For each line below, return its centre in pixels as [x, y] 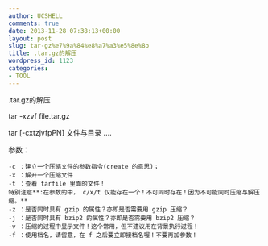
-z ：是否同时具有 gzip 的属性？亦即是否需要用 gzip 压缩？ [99, 209]
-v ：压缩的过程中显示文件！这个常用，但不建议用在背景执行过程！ [104, 227]
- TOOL [19, 76]
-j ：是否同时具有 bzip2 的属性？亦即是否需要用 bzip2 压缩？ [102, 218]
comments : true [34, 23]
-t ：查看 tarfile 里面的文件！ [57, 183]
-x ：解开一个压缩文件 [41, 175]
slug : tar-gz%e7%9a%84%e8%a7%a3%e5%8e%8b [79, 46]
